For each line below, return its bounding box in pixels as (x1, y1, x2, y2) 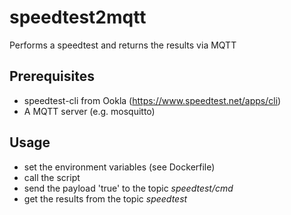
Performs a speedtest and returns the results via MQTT (9, 39, 237, 51)
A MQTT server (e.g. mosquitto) (23, 105, 156, 117)
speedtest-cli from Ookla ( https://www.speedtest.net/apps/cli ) (23, 94, 282, 106)
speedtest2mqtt (9, 6, 147, 29)
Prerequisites (9, 68, 95, 85)
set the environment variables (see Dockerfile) (23, 161, 216, 173)
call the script (23, 171, 81, 183)
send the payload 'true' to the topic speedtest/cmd (23, 182, 234, 194)
